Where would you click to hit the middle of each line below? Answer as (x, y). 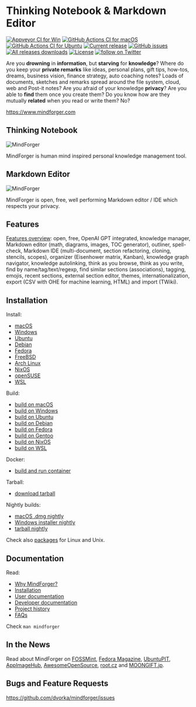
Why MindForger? (36, 584)
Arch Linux (27, 363)
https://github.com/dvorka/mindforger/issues (61, 698)
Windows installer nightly (45, 522)
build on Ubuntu (34, 417)
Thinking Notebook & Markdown (86, 11)
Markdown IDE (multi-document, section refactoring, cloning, (97, 251)
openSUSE (27, 375)
